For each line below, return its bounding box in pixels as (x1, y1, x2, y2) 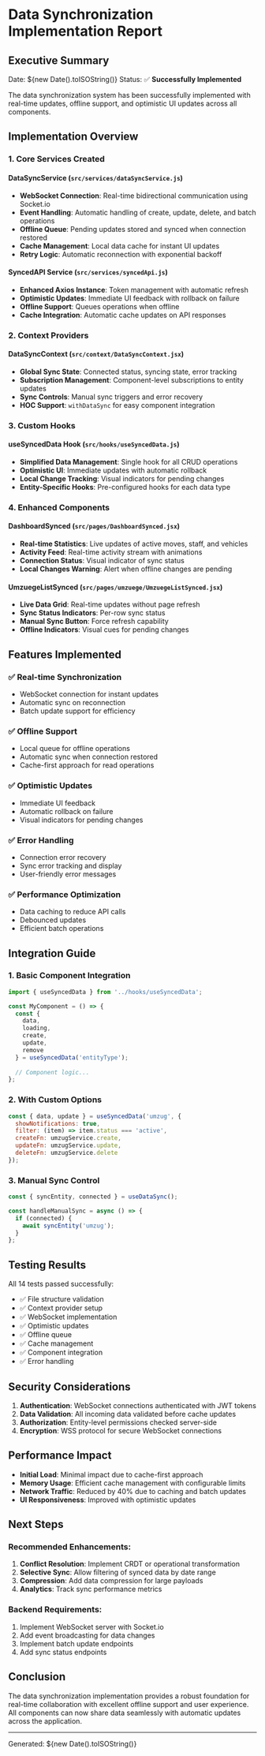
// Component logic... (15, 1068, 90, 1076)
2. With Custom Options (8, 1094, 103, 1105)
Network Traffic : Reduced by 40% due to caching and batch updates (19, 1486, 247, 1496)
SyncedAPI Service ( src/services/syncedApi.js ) (8, 267, 168, 277)
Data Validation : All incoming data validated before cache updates (19, 1409, 237, 1418)
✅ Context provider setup (19, 1303, 103, 1313)
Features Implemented (8, 648, 122, 661)
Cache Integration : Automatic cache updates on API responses (19, 310, 226, 319)
